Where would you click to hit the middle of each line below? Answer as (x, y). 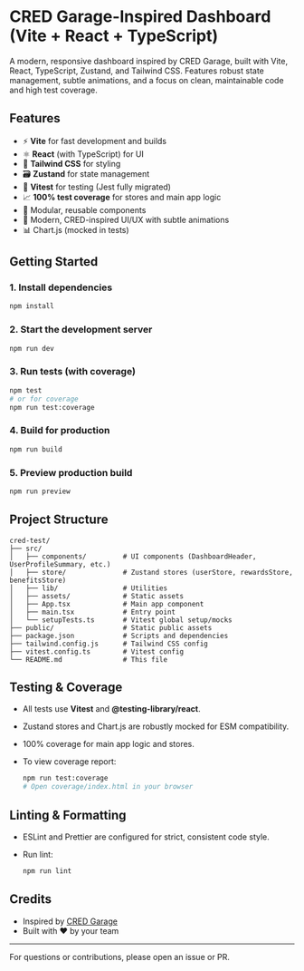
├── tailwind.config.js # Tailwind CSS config (109, 644)
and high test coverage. (53, 90)
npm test (26, 390)
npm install (32, 306)
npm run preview (40, 491)
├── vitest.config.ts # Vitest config (96, 651)
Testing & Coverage (66, 687)
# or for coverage (44, 399)
